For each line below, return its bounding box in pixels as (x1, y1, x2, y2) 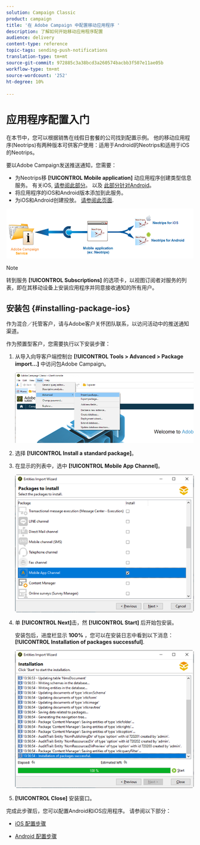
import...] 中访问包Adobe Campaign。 (14, 360, 110, 367)
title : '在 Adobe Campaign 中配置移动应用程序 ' (6, 22, 120, 28)
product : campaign (6, 15, 52, 22)
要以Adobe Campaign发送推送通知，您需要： (6, 161, 117, 169)
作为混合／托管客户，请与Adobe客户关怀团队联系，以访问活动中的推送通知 (6, 320, 189, 328)
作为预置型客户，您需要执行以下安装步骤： (6, 340, 111, 348)
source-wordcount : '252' (6, 72, 68, 79)
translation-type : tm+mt (6, 54, 68, 60)
